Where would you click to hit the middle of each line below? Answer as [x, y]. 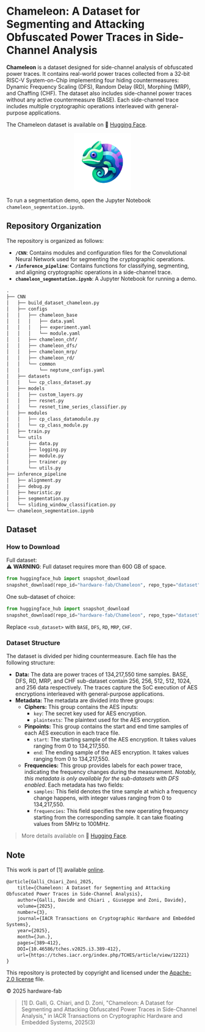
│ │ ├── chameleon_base [42, 315]
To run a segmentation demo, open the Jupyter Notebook [79, 200]
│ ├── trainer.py [37, 462]
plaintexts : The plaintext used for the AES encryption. [102, 720]
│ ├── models [26, 388]
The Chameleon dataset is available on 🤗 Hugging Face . [77, 124]
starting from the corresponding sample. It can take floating [108, 817]
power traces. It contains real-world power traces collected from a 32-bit [98, 73]
